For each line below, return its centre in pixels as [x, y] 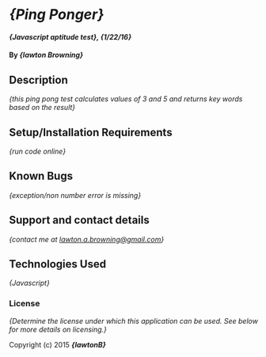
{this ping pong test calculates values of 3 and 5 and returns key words [126, 99]
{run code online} [38, 151]
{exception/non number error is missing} [75, 195]
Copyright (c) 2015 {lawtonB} [57, 344]
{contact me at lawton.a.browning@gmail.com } [87, 239]
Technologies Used [57, 264]
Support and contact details [79, 220]
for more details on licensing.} [58, 329]
